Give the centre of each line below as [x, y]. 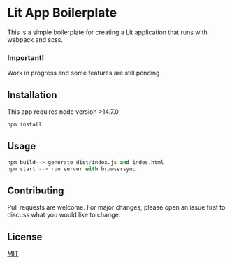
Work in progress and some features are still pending [84, 73]
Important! [26, 57]
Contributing [36, 190]
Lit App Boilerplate [62, 13]
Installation [32, 95]
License [25, 236]
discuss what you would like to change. [64, 215]
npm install [24, 125]
